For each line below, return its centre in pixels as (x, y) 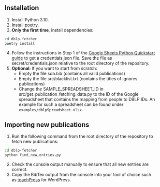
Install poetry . (25, 25)
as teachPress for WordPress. (41, 180)
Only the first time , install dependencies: (52, 30)
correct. (19, 170)
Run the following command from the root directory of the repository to (82, 136)
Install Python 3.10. (30, 19)
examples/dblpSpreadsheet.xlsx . (51, 109)
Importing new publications (47, 125)
